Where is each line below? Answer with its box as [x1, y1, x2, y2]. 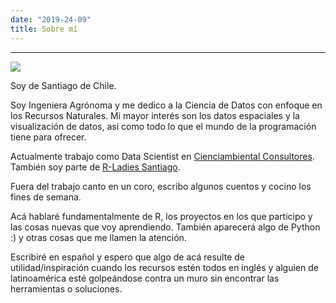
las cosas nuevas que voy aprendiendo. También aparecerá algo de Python [10, 221, 321, 233]
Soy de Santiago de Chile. [10, 79, 117, 91]
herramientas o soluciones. [10, 282, 123, 295]
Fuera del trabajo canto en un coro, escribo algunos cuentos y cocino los [10, 180, 312, 192]
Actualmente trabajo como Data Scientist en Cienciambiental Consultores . [10, 150, 315, 162]
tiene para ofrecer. [10, 131, 87, 143]
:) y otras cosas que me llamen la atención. [10, 231, 187, 243]
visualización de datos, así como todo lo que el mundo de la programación [10, 120, 317, 132]
